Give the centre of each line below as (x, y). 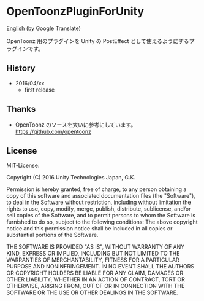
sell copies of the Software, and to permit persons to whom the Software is (101, 216)
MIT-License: (23, 166)
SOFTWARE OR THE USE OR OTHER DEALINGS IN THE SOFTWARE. (92, 292)
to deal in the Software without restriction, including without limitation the (99, 202)
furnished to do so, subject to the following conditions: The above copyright (102, 222)
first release (40, 90)
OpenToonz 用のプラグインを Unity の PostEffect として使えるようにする (98, 41)
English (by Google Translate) (44, 28)
